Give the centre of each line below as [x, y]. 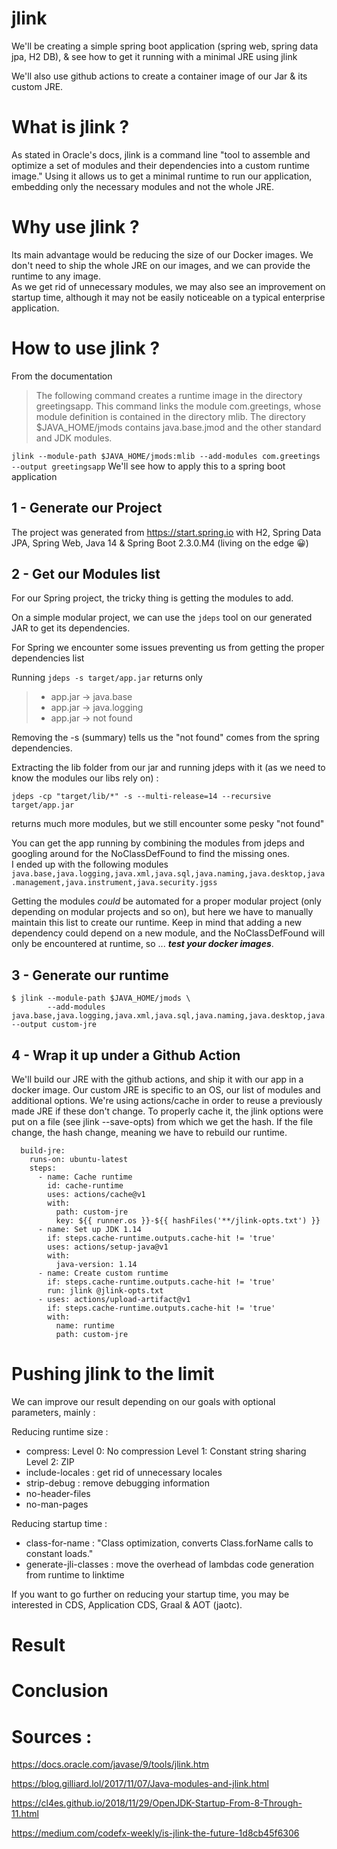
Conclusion [60, 1691]
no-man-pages [57, 1504]
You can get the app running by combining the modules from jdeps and [158, 843]
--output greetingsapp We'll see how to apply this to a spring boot [148, 466]
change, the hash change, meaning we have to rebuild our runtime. [149, 1132]
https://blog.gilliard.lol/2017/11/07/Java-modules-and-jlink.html [140, 1784]
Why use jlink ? [75, 227]
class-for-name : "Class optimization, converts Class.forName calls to [169, 1543]
